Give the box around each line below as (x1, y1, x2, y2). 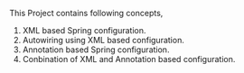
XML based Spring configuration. (22, 25, 146, 35)
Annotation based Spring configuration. (22, 44, 170, 55)
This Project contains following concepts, (9, 8, 164, 18)
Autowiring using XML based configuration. (22, 35, 185, 45)
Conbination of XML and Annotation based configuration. (22, 54, 236, 64)
